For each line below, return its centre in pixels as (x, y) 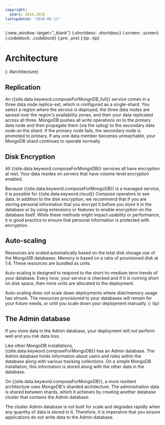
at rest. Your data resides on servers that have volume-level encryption (77, 174)
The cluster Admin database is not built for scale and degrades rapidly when (83, 406)
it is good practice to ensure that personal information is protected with (77, 220)
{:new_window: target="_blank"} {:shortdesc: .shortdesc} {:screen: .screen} (82, 33)
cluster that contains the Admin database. (48, 397)
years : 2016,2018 (27, 14)
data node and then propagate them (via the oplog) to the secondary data (80, 125)
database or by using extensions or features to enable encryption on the (78, 209)
